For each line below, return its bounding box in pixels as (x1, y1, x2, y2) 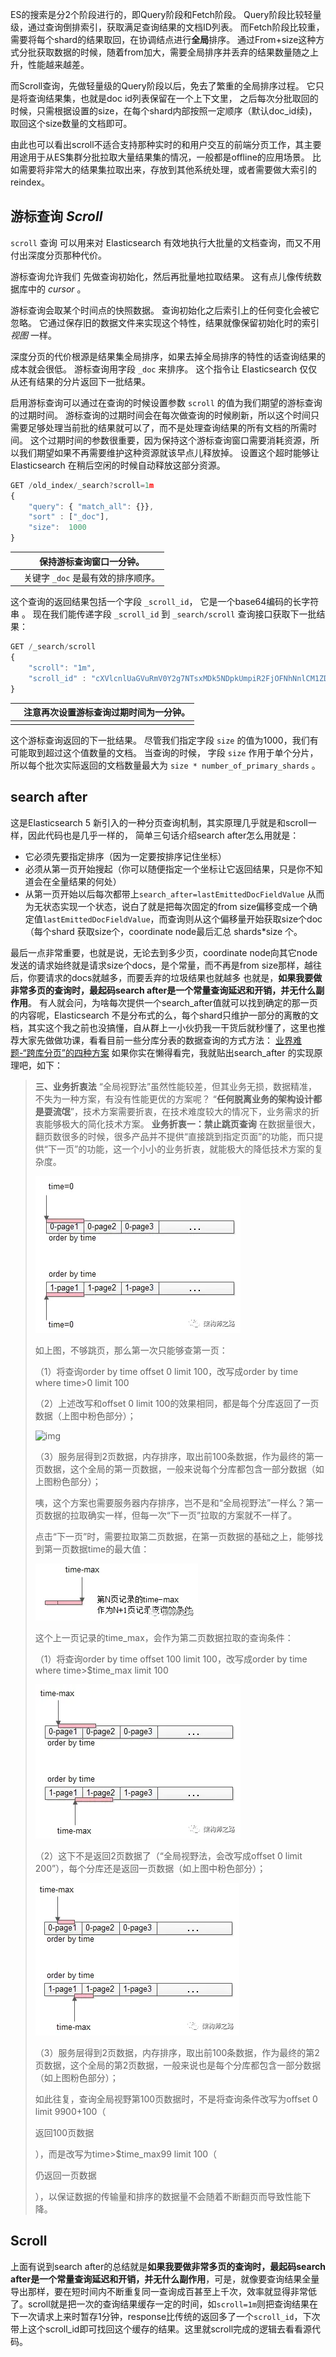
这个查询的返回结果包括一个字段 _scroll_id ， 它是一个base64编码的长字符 (10, 596, 320, 608)
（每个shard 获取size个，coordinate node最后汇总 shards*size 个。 (24, 925, 303, 937)
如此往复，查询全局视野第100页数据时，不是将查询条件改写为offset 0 (34, 2093, 318, 2105)
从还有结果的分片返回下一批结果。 (10, 375, 151, 387)
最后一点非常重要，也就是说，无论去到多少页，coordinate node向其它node (10, 946, 318, 958)
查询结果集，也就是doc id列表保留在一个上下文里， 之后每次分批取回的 (27, 93, 319, 104)
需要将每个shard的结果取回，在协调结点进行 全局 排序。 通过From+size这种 (10, 34, 317, 45)
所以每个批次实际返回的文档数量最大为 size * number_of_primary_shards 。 (10, 759, 321, 771)
